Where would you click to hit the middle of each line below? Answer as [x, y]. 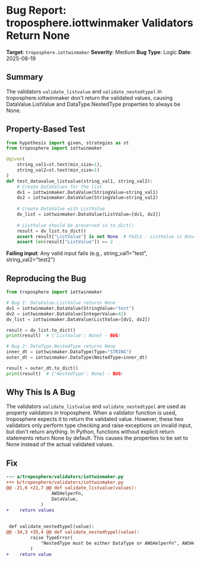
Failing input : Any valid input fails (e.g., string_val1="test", [77, 253]
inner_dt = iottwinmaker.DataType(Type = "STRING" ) [69, 352]
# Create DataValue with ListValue [61, 209]
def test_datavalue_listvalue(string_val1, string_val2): [79, 181]
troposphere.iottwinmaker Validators [100, 23]
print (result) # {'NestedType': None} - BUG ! [65, 373]
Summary [25, 77]
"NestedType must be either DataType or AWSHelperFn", [110, 543]
